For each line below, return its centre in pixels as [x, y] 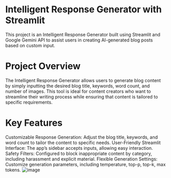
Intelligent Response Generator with [84, 9]
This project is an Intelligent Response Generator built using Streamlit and [83, 34]
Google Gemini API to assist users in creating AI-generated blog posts [79, 40]
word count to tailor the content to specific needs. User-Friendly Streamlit [83, 143]
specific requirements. [29, 102]
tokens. [13, 170]
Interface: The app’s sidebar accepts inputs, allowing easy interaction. [79, 148]
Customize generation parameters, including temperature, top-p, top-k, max [85, 164]
